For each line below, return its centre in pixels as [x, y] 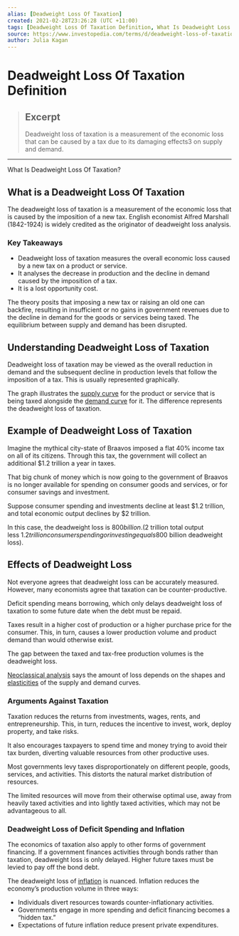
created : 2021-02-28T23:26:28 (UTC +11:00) [73, 21]
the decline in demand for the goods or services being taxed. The [103, 317]
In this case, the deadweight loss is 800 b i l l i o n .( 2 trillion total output [106, 527]
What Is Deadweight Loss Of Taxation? [64, 170]
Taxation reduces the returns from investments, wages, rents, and [104, 716]
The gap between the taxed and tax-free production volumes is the [106, 653]
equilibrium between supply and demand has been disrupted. [97, 325]
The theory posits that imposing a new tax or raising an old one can [106, 303]
